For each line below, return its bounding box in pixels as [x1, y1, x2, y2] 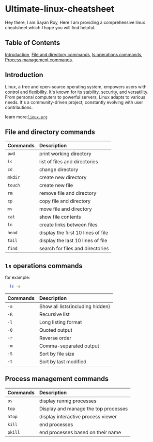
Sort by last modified [39, 358, 87, 365]
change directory [39, 166, 78, 173]
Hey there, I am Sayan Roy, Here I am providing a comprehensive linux [5, 19, 145, 25]
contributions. [5, 104, 33, 110]
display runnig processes [39, 397, 97, 404]
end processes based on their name [39, 429, 121, 436]
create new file [39, 182, 74, 189]
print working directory [39, 151, 92, 157]
